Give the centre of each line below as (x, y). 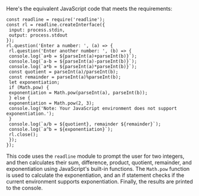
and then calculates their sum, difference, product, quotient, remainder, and (99, 163)
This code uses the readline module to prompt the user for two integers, (95, 156)
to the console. (24, 188)
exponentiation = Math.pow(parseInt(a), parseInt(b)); (78, 93)
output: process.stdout (38, 35)
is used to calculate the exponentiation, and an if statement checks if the (95, 175)
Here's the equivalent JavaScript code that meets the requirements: (89, 9)
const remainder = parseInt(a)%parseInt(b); (65, 77)
